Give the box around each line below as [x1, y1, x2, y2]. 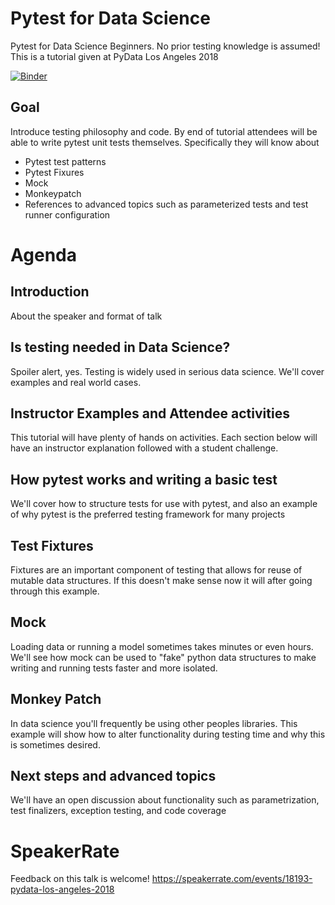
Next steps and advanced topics [10, 768, 217, 785]
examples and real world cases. [10, 376, 142, 388]
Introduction [10, 283, 90, 301]
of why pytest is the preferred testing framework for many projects [10, 508, 286, 521]
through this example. [10, 585, 100, 597]
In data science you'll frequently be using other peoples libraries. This [10, 717, 298, 729]
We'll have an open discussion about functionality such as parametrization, [10, 794, 320, 806]
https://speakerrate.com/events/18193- [151, 873, 313, 885]
